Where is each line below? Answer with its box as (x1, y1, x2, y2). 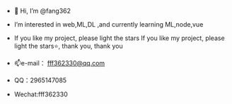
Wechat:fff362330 (13, 90, 69, 98)
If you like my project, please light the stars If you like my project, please (13, 34, 225, 42)
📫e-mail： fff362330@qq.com (13, 59, 105, 67)
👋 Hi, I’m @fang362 (13, 7, 71, 15)
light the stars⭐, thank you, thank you (13, 42, 124, 50)
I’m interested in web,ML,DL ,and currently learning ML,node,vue (13, 20, 204, 28)
